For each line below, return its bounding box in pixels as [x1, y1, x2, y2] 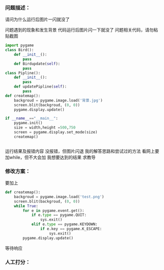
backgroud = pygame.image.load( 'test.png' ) [14, 194, 105, 199]
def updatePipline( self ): [14, 84, 67, 89]
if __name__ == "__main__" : [5, 116, 58, 121]
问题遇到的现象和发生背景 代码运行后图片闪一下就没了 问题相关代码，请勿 [5, 27, 154, 33]
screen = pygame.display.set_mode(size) [14, 130, 98, 135]
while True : [14, 203, 38, 208]
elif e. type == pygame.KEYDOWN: [31, 222, 98, 227]
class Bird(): [5, 48, 34, 53]
